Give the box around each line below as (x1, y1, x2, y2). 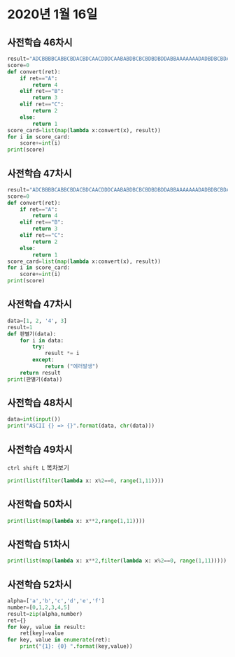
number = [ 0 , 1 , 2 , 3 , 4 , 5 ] (7, 604, 71, 611)
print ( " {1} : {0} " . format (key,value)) (20, 643, 133, 650)
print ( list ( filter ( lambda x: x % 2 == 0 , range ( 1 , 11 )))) (7, 477, 164, 484)
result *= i (44, 350, 80, 357)
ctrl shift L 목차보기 (7, 463, 70, 472)
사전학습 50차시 (7, 498, 73, 510)
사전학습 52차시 (7, 578, 72, 591)
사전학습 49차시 (7, 443, 73, 455)
